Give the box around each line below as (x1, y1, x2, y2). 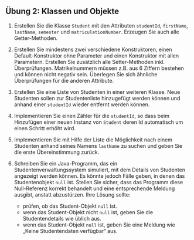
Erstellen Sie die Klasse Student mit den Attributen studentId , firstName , (13, 22, 188, 29)
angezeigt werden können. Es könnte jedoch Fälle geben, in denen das (13, 172, 185, 180)
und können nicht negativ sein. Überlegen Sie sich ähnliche (13, 70, 158, 77)
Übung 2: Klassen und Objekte (5, 6, 120, 16)
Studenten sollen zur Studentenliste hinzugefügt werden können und (13, 94, 181, 102)
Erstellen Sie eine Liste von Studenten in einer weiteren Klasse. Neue (13, 88, 181, 95)
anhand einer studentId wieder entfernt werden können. (13, 101, 150, 108)
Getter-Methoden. (13, 34, 58, 42)
